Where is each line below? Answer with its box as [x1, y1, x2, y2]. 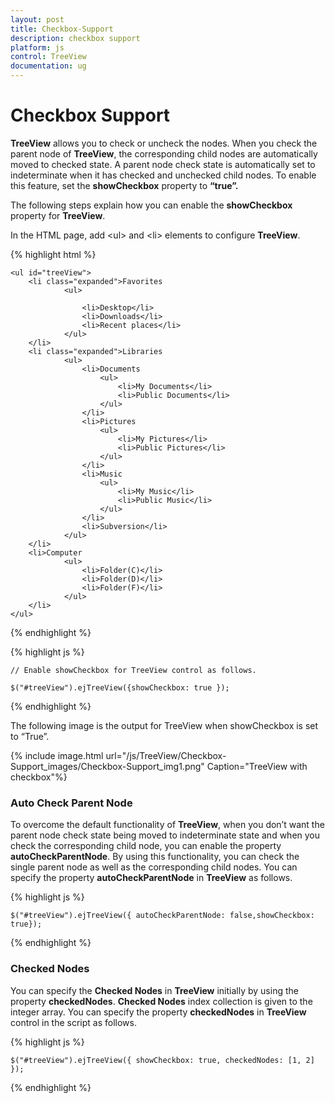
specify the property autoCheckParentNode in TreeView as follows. [10, 872, 293, 884]
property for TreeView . [10, 209, 106, 221]
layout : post [10, 14, 65, 25]
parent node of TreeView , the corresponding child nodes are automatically [10, 147, 318, 160]
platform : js [10, 42, 65, 53]
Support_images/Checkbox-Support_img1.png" [10, 760, 205, 772]
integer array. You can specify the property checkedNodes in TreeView [10, 1006, 307, 1018]
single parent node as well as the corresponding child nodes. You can [10, 861, 298, 873]
